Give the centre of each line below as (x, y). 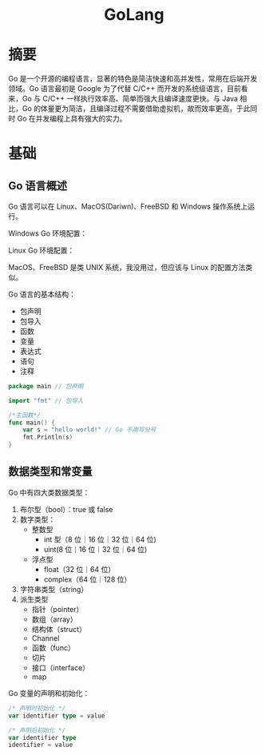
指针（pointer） (57, 609)
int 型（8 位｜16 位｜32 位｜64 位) (100, 539)
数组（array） (54, 619)
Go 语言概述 (38, 186)
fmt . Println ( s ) (48, 437)
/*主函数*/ (25, 415)
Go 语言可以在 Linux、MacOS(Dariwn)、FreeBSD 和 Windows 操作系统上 (128, 206)
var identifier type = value (57, 716)
